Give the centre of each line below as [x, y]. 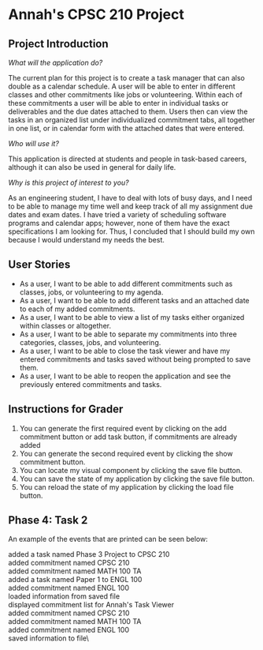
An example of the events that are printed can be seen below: [108, 539]
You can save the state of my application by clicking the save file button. [137, 479]
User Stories [39, 265]
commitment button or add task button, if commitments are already [128, 437]
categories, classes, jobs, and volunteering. [90, 342]
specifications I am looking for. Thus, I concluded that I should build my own [131, 231]
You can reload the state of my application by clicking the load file [126, 487]
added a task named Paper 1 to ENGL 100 [75, 580]
